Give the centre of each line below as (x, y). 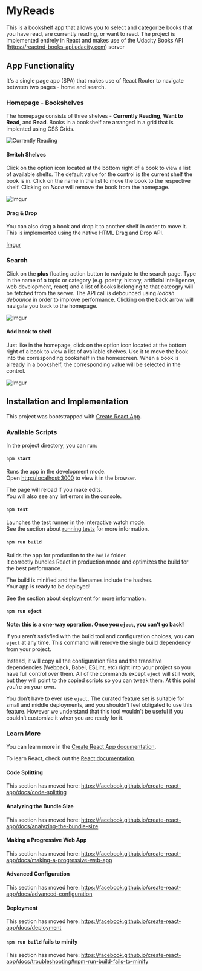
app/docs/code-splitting (37, 792)
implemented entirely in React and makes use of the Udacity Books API (95, 40)
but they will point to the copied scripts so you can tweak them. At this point (101, 680)
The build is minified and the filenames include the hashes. (80, 580)
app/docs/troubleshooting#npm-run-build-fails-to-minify (77, 962)
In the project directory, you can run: (52, 445)
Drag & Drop (22, 213)
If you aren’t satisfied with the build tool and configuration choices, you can (100, 636)
